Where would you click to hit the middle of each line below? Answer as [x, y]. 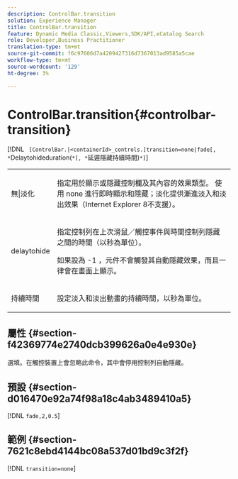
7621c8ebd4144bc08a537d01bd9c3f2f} [98, 451]
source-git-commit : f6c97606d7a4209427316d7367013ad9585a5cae [101, 54]
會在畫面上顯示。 [93, 271]
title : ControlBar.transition [52, 27]
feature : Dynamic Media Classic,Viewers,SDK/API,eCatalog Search [106, 34]
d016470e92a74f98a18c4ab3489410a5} [100, 398]
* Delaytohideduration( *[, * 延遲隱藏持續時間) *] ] [78, 158]
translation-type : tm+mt [44, 47]
